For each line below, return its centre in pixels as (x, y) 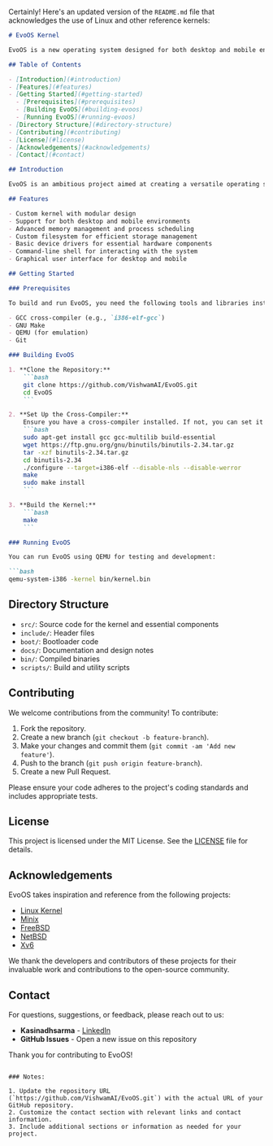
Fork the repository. (53, 728)
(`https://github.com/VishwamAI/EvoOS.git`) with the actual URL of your (136, 1098)
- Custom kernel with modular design (72, 214)
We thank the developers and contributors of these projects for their (123, 961)
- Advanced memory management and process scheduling (102, 229)
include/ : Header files (57, 633)
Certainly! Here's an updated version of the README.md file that (112, 12)
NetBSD (33, 937)
